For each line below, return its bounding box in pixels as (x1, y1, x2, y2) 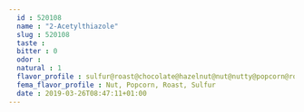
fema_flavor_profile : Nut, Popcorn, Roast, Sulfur (16, 80, 217, 89)
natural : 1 (16, 64, 63, 73)
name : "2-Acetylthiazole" (16, 22, 119, 31)
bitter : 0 (16, 47, 58, 56)
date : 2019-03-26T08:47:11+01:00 (16, 89, 147, 98)
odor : (16, 55, 42, 64)
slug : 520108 (16, 30, 70, 39)
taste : (16, 38, 46, 48)
